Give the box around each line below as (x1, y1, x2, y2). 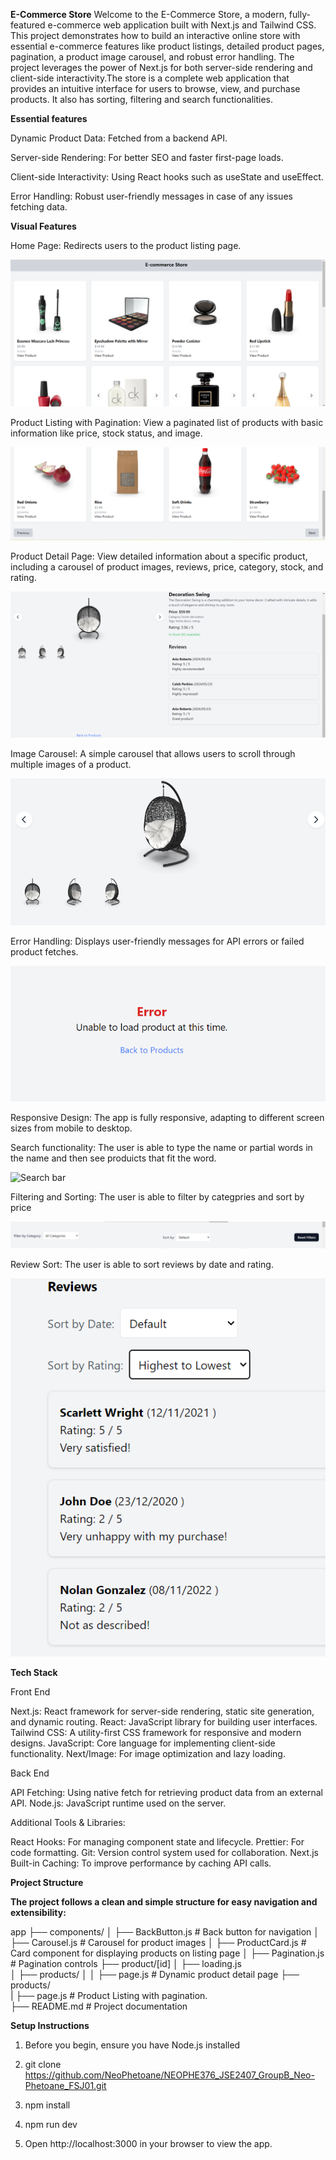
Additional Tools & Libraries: (10, 1817, 126, 1829)
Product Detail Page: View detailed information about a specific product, (10, 550, 308, 562)
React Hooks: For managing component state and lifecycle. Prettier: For (10, 1836, 305, 1848)
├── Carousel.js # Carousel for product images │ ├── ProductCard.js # (10, 1937, 307, 1949)
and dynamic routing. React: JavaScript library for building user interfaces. (10, 1716, 318, 1728)
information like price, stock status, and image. (10, 427, 203, 439)
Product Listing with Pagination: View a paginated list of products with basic (10, 416, 324, 428)
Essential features (10, 113, 88, 124)
